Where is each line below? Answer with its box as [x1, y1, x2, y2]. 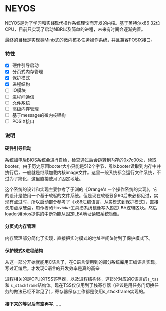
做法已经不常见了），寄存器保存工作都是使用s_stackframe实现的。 [13, 288, 148, 295]
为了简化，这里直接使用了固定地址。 [9, 175, 83, 181]
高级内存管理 [12, 106, 39, 112]
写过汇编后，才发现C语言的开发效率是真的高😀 [5, 265, 100, 271]
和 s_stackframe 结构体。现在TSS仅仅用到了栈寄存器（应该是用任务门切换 [5, 282, 155, 288]
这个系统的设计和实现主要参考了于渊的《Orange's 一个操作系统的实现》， [5, 186, 154, 192]
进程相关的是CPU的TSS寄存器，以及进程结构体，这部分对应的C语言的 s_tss [5, 276, 159, 282]
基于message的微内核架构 [12, 112, 66, 118]
